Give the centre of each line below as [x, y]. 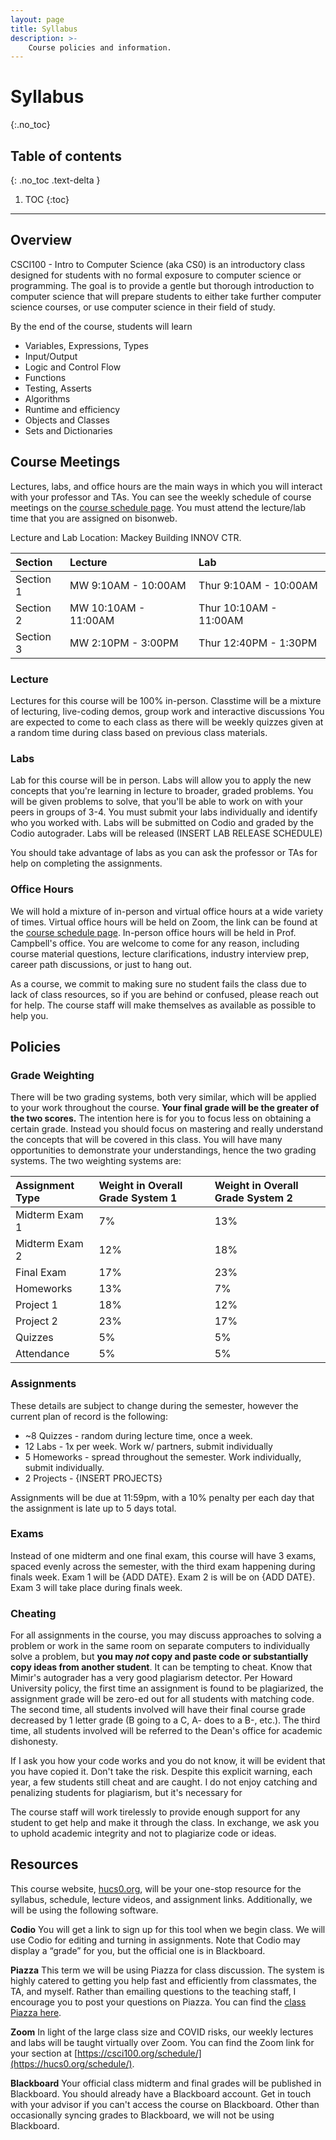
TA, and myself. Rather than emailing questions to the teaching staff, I [153, 1991]
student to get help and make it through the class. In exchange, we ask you [165, 1823]
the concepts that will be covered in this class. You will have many [146, 1140]
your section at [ [44, 2053]
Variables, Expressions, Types [86, 345]
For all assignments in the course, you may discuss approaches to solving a [166, 1635]
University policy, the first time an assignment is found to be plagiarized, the [167, 1688]
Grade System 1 [138, 1198]
